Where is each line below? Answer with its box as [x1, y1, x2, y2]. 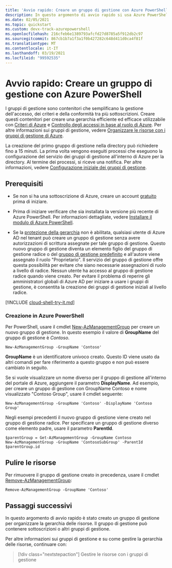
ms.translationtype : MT [5, 41, 56, 46]
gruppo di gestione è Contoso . [5, 335, 70, 341]
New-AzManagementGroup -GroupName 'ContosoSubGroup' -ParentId [5, 440, 143, 445]
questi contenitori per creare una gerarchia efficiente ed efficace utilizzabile [5, 116, 165, 122]
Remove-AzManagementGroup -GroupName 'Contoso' [5, 487, 109, 492]
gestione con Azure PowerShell [5, 88, 142, 100]
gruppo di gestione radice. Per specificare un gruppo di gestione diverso [5, 420, 159, 426]
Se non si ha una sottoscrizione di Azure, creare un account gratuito [12, 193, 157, 199]
